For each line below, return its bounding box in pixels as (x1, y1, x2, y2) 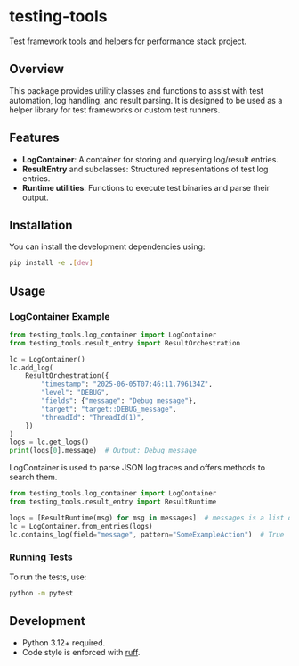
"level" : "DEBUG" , (41, 388, 109, 397)
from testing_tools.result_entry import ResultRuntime (9, 497, 217, 506)
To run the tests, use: (9, 571, 87, 582)
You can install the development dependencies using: (9, 241, 206, 252)
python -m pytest (9, 588, 74, 597)
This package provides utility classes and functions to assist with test (9, 85, 264, 96)
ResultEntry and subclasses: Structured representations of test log (21, 163, 269, 174)
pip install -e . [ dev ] (9, 259, 93, 268)
